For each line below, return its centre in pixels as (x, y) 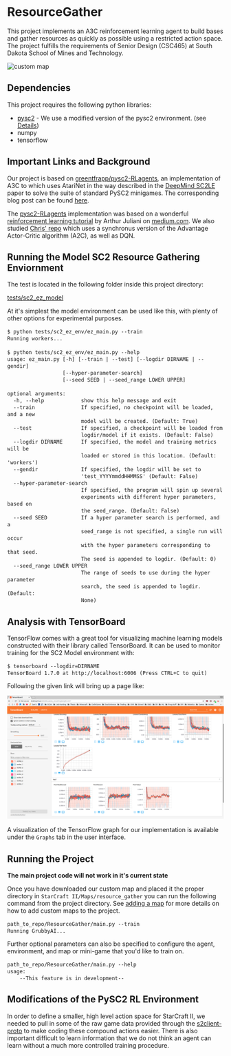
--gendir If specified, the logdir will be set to (107, 470)
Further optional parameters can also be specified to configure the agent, (111, 944)
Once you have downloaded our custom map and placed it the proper (106, 889)
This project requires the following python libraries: (79, 105)
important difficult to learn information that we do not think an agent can (109, 1038)
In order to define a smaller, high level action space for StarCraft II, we (106, 1016)
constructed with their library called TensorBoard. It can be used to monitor (114, 645)
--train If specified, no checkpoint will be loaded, (113, 408)
